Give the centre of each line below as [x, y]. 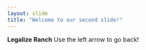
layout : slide [28, 13]
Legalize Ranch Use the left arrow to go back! [73, 39]
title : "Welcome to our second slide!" [65, 20]
